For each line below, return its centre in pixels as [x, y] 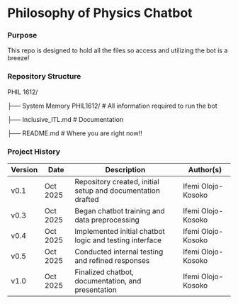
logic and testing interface [118, 240]
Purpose [22, 35]
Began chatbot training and [120, 211]
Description [125, 170]
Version [24, 170]
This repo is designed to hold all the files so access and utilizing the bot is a [118, 50]
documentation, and [108, 281]
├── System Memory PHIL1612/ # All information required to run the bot [112, 106]
